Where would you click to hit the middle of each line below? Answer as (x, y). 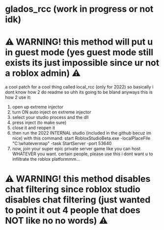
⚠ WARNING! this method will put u (79, 42)
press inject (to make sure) (39, 123)
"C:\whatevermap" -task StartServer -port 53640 (62, 144)
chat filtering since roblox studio (73, 189)
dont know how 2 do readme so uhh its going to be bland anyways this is (79, 92)
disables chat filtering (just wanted (78, 200)
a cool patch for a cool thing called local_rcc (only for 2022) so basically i (79, 87)
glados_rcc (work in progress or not (79, 9)
